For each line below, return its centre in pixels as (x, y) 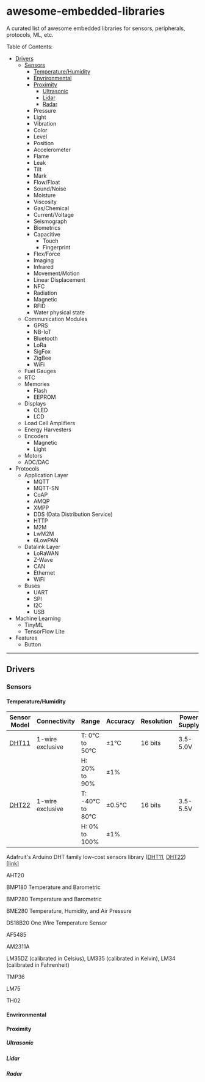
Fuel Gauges (40, 371)
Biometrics (47, 227)
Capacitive (47, 234)
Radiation (45, 293)
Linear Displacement (59, 279)
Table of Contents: (30, 47)
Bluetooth (45, 338)
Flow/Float (47, 182)
